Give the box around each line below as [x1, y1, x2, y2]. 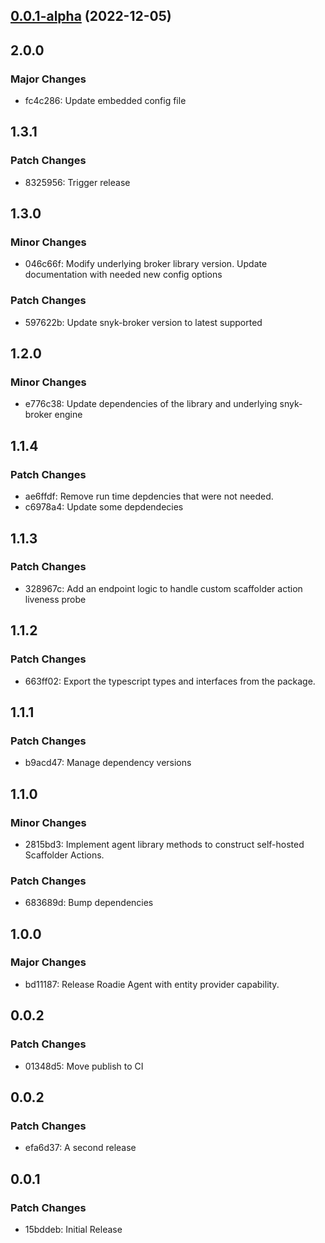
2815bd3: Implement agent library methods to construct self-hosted [24, 838, 305, 850]
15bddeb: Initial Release [24, 1223, 123, 1235]
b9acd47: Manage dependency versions [24, 757, 192, 769]
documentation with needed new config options [24, 269, 223, 281]
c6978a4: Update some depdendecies [24, 501, 184, 513]
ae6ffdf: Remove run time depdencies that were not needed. [24, 490, 274, 503]
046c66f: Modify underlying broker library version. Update [24, 258, 268, 270]
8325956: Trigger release [24, 176, 131, 188]
